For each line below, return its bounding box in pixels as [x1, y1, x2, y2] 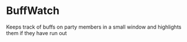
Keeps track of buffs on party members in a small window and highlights [6, 23, 182, 30]
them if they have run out [6, 29, 67, 36]
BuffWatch [6, 4, 60, 17]
